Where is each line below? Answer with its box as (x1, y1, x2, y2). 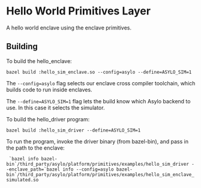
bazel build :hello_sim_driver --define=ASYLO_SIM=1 (6, 127, 141, 133)
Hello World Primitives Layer (6, 4, 151, 18)
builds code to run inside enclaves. (6, 86, 92, 93)
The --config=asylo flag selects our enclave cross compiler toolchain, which (6, 79, 196, 86)
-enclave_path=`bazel (6, 166, 61, 172)
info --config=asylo (62, 166, 114, 172)
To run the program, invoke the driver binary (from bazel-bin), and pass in (6, 138, 189, 145)
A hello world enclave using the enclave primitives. (6, 24, 132, 31)
